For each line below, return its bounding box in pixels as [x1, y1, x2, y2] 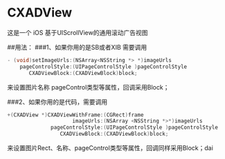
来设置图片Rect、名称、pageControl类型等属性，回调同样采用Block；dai [7, 144, 213, 152]
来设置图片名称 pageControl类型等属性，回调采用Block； [7, 83, 170, 91]
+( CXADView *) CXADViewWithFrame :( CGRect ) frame [7, 112, 144, 118]
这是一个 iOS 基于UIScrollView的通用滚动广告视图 [7, 28, 148, 36]
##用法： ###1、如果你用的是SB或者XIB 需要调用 [7, 43, 147, 51]
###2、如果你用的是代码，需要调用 [7, 98, 108, 106]
